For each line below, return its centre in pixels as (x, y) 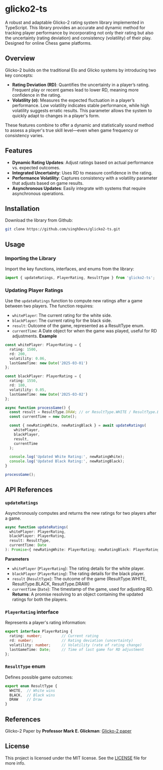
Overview (20, 59)
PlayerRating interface (32, 612)
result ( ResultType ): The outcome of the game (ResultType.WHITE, (79, 578)
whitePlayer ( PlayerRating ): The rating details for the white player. (78, 568)
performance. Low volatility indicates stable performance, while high (81, 105)
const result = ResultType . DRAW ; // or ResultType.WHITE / (70, 412)
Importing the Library (31, 258)
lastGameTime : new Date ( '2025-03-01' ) (49, 363)
